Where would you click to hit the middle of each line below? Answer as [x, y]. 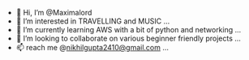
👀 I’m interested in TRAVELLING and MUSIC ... [93, 21]
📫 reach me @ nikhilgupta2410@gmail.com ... [92, 47]
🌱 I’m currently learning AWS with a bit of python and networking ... [129, 30]
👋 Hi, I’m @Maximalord [54, 13]
